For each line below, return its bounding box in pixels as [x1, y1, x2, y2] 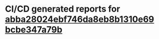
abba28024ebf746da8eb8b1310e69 [5, 14, 154, 25]
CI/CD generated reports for [5, 3, 120, 15]
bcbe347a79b [5, 24, 63, 35]
